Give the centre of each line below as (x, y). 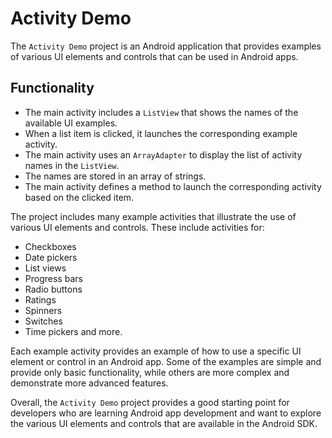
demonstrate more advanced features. (89, 383)
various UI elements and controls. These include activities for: (137, 227)
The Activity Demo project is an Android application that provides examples (166, 46)
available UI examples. (71, 123)
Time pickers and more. (73, 331)
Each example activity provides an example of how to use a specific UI (156, 351)
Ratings (40, 299)
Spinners (43, 310)
